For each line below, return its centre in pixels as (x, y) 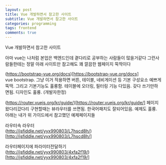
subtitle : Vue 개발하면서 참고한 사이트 (42, 19)
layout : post (19, 10)
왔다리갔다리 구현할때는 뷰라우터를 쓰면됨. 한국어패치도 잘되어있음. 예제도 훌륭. (81, 109)
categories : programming (31, 23)
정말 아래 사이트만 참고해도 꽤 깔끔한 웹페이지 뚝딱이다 (79, 64)
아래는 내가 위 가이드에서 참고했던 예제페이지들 (50, 115)
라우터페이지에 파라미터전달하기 (36, 146)
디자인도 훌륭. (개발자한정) (41, 92)
